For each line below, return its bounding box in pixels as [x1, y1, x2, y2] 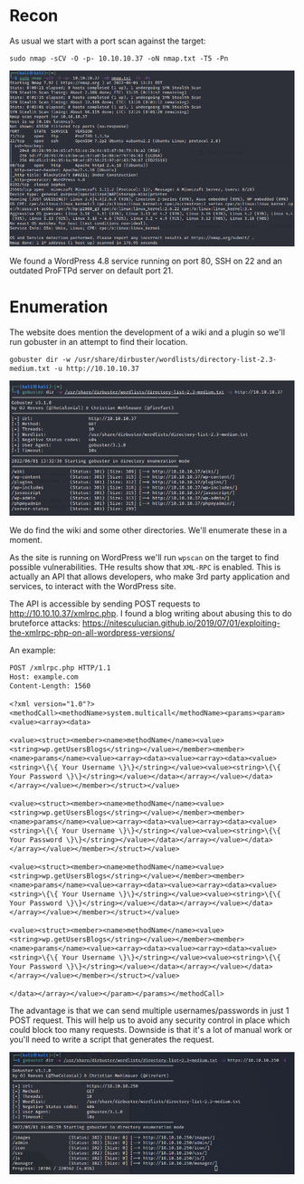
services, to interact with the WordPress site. [9, 581, 176, 592]
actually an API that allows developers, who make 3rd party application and [9, 571, 290, 582]
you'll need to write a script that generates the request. [9, 1034, 214, 1046]
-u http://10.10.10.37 [53, 364, 140, 373]
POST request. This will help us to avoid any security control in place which [9, 1015, 290, 1026]
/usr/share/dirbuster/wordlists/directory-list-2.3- [73, 355, 278, 364]
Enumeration [9, 296, 109, 317]
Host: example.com [9, 673, 79, 682]
